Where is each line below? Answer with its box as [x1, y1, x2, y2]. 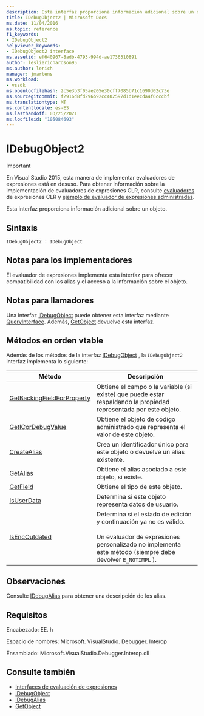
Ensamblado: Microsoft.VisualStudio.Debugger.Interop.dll [6, 650, 150, 657]
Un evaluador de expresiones [96, 533, 180, 541]
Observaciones [6, 576, 66, 586]
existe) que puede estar [96, 390, 165, 399]
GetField [9, 483, 33, 491]
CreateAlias [9, 448, 42, 456]
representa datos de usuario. [96, 500, 179, 508]
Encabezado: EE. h [6, 626, 53, 633]
